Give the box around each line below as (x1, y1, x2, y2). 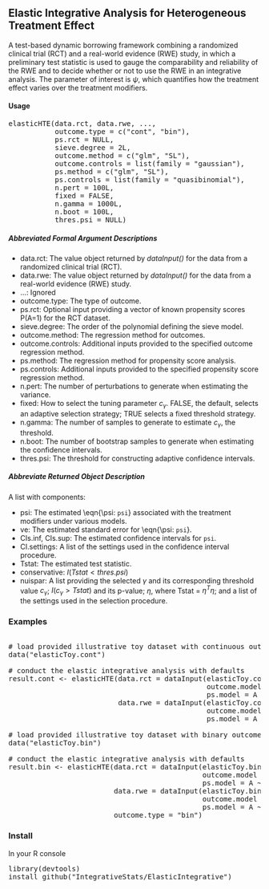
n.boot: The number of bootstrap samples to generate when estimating (19, 436, 255, 446)
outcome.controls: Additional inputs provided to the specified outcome (19, 339, 254, 348)
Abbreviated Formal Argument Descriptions (8, 233, 158, 243)
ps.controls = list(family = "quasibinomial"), (54, 176, 246, 185)
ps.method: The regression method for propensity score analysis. (19, 355, 236, 365)
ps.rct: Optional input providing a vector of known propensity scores (19, 304, 246, 314)
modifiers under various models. (19, 516, 127, 526)
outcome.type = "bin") (113, 810, 203, 820)
